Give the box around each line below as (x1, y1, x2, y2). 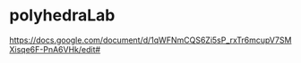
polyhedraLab (9, 5, 116, 26)
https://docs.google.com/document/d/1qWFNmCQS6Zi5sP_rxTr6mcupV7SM (9, 35, 292, 45)
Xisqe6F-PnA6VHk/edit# (9, 43, 101, 54)
